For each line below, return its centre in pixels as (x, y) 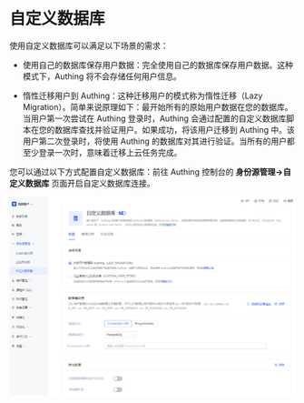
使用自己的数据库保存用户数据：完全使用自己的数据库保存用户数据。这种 (157, 65)
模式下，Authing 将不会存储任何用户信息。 (102, 76)
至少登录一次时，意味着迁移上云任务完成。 (102, 152)
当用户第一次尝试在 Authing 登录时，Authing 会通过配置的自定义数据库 (154, 118)
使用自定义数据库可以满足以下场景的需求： (89, 45)
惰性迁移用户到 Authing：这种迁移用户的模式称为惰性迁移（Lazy (142, 96)
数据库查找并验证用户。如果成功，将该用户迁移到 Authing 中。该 (174, 129)
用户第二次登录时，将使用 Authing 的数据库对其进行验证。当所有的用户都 (158, 141)
